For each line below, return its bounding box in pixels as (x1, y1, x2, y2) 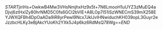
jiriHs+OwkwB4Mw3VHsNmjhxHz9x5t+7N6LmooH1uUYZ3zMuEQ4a (18, 4, 156, 10)
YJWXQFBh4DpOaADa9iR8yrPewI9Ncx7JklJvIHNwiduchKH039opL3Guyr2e (5, 15, 158, 20)
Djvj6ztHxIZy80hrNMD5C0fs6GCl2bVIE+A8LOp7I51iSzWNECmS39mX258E (5, 9, 157, 15)
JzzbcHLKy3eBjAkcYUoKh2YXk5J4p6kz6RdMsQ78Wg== (5, 19, 121, 25)
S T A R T (5, 4, 19, 10)
